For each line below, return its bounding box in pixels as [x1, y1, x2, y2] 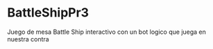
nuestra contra [7, 35, 50, 43]
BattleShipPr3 [7, 5, 89, 21]
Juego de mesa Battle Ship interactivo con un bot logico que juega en [7, 28, 207, 36]
